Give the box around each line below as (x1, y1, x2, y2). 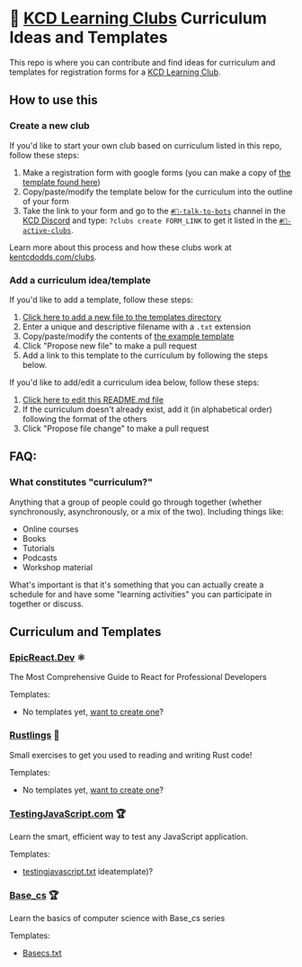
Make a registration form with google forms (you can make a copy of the (22, 166, 291, 178)
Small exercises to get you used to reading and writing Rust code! (9, 749, 253, 760)
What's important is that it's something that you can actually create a (9, 579, 264, 590)
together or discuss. (9, 598, 84, 609)
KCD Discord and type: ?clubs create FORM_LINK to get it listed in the (22, 215, 278, 226)
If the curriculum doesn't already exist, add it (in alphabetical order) (22, 404, 272, 415)
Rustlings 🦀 (9, 729, 60, 741)
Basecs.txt (22, 948, 62, 959)
